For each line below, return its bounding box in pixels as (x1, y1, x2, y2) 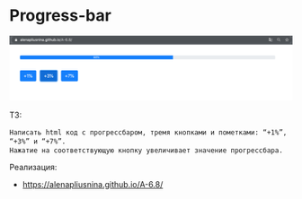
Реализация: (9, 161, 58, 172)
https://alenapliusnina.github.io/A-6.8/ (22, 178, 164, 189)
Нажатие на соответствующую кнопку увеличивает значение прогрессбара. (9, 145, 283, 155)
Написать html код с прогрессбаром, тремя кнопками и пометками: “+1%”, (9, 127, 288, 137)
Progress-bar (9, 5, 112, 26)
